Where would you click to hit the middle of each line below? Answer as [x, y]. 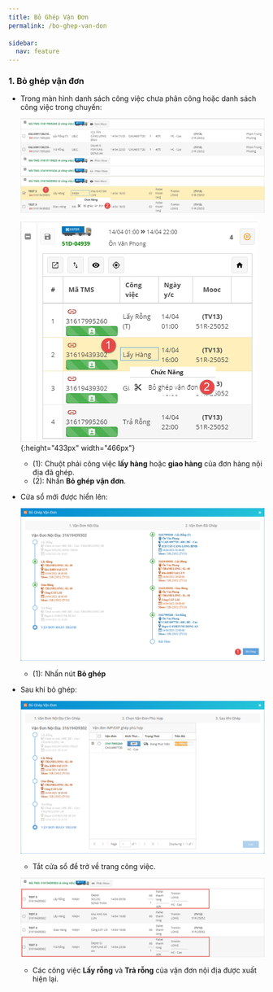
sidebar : [23, 43]
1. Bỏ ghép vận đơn [46, 81]
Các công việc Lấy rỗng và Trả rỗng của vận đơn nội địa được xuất [145, 970]
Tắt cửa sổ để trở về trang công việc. [94, 867]
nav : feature [38, 52]
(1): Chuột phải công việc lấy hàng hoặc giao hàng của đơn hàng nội [147, 463]
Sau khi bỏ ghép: [48, 689]
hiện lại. [45, 979]
